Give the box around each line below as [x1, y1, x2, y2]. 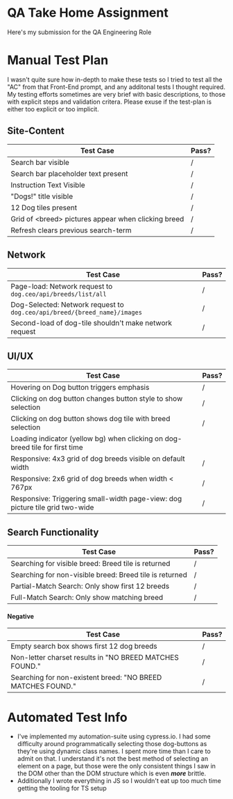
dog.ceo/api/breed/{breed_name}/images [10, 308, 142, 316]
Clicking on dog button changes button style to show [10, 394, 183, 404]
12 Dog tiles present [10, 203, 78, 212]
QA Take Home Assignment [7, 5, 169, 21]
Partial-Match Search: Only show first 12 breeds [10, 581, 170, 591]
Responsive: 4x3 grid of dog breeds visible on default [10, 454, 185, 464]
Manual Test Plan [7, 52, 109, 68]
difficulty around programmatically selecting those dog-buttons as [17, 740, 207, 748]
